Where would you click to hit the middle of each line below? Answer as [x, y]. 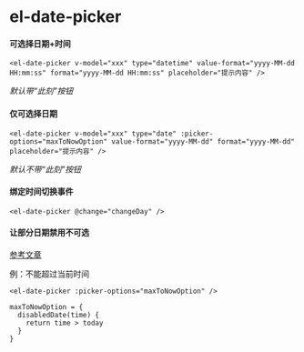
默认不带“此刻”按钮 [46, 169]
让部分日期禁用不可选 [49, 233]
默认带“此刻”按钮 [41, 91]
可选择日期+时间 [40, 44]
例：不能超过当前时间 [49, 274]
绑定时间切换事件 [41, 192]
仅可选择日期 [33, 113]
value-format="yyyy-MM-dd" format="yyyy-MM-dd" [203, 141]
